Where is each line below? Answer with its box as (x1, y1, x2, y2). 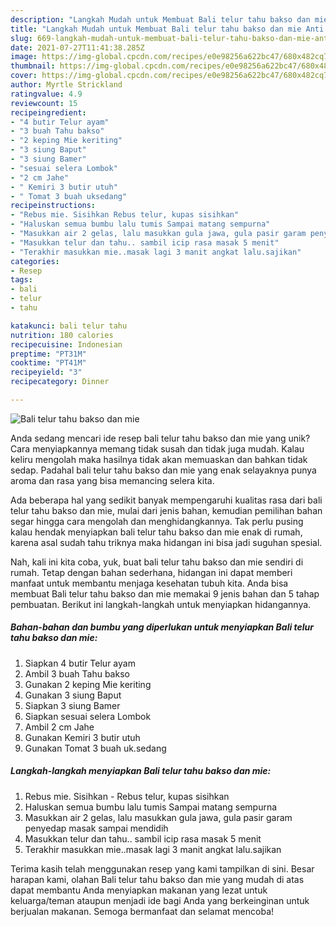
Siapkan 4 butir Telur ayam (24, 657, 136, 669)
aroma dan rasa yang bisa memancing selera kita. (10, 474, 215, 486)
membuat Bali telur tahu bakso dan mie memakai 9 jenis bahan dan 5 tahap (10, 587, 320, 600)
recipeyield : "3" (10, 367, 83, 378)
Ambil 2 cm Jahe (24, 721, 95, 733)
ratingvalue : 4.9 (10, 89, 83, 99)
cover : (10, 71, 38, 81)
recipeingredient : (10, 107, 87, 118)
